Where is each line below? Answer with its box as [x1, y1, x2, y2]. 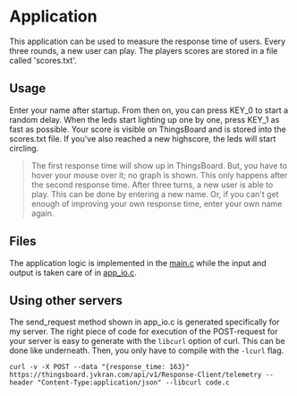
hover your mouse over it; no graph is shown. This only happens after [30, 169, 288, 180]
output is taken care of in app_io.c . [9, 267, 137, 278]
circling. [9, 142, 39, 153]
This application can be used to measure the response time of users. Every [9, 36, 286, 47]
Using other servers [9, 293, 123, 308]
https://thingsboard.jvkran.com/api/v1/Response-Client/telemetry [9, 370, 262, 380]
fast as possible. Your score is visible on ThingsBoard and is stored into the [9, 124, 286, 134]
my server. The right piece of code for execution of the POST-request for [9, 326, 279, 337]
